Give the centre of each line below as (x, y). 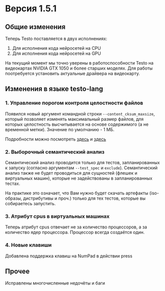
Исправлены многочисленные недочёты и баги (55, 283)
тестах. (13, 183)
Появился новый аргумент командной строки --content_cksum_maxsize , (80, 113)
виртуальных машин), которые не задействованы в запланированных (79, 178)
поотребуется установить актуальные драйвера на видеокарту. (73, 73)
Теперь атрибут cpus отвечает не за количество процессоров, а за (76, 227)
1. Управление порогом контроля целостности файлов (74, 103)
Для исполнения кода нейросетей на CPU (56, 48)
